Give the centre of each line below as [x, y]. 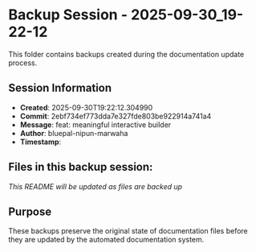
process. [23, 63]
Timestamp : [41, 142]
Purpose [30, 211]
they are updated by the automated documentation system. [106, 240]
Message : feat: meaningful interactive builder [95, 124]
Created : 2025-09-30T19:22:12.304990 [86, 107]
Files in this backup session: [81, 167]
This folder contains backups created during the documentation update [126, 54]
